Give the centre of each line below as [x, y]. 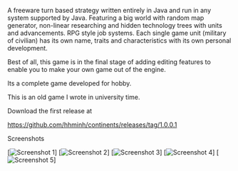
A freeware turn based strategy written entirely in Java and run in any [109, 10]
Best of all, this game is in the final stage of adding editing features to [109, 62]
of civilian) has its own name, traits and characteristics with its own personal [119, 41]
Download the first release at [50, 111]
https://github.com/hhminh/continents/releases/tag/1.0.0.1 [92, 125]
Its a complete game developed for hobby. [69, 83]
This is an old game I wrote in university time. [74, 97]
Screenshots [26, 139]
